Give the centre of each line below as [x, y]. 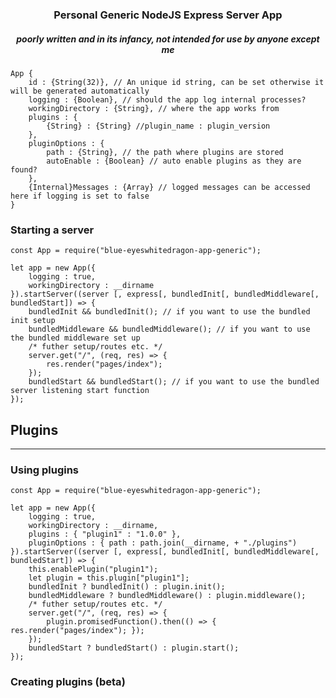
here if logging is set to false [80, 196]
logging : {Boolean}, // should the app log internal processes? [167, 99]
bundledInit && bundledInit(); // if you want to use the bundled [169, 312]
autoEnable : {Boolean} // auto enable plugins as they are [174, 161]
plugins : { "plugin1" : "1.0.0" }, [105, 534]
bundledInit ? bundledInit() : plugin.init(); [127, 587]
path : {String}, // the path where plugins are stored [165, 152]
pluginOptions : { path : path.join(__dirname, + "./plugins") [163, 543]
